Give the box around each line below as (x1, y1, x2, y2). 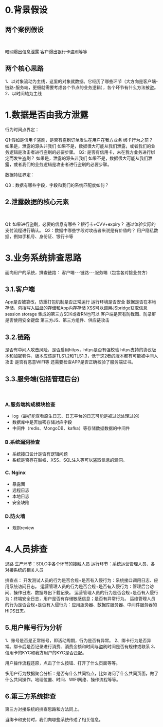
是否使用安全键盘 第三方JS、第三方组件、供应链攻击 (5, 317, 109, 323)
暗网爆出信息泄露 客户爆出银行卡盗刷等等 (5, 49, 88, 54)
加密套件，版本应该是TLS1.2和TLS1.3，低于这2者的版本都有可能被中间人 (13, 353, 158, 359)
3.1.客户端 (5, 285, 35, 293)
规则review (12, 525, 35, 531)
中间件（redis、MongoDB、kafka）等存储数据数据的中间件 (12, 426, 130, 431)
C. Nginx (5, 470, 26, 476)
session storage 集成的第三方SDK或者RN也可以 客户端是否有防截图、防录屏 (5, 311, 157, 317)
